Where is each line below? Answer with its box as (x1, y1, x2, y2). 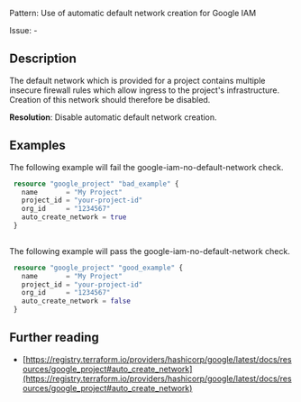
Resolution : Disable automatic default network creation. (9, 112, 218, 123)
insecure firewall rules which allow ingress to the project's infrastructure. (9, 85, 280, 96)
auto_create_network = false (21, 297, 131, 306)
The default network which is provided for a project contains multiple (9, 75, 266, 86)
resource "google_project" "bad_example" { (13, 179, 179, 188)
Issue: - (9, 25, 38, 35)
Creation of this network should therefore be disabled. (9, 94, 211, 105)
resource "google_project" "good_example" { (13, 263, 183, 272)
